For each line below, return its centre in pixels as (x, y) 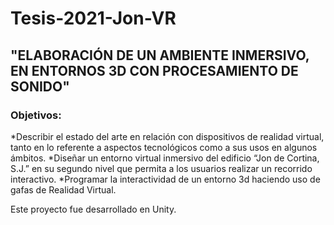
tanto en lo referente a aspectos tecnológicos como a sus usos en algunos (164, 147)
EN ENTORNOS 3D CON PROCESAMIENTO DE (154, 70)
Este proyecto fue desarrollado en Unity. (93, 209)
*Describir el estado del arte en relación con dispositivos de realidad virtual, (167, 136)
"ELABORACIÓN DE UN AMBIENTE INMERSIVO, (160, 55)
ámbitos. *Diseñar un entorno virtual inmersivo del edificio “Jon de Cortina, (165, 158)
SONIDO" (40, 86)
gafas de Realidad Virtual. (63, 189)
